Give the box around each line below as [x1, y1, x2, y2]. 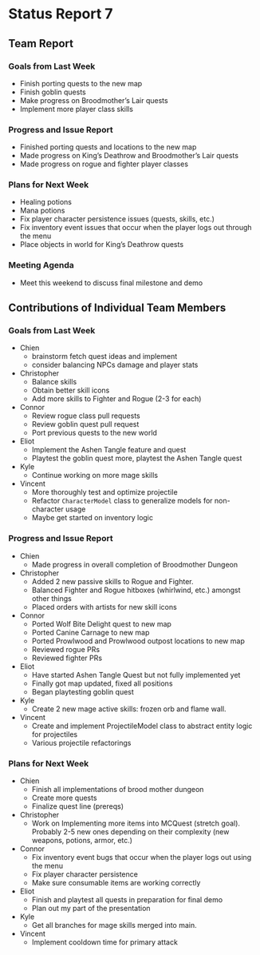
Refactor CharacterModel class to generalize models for [31, 496, 213, 506]
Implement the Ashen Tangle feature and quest [31, 445, 187, 455]
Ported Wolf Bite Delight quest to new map [31, 619, 171, 628]
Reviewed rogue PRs [31, 644, 100, 654]
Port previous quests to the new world [31, 428, 158, 438]
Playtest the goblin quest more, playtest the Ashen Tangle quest [31, 453, 242, 464]
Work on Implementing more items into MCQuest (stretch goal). [31, 818, 241, 828]
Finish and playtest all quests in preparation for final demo [31, 895, 223, 905]
